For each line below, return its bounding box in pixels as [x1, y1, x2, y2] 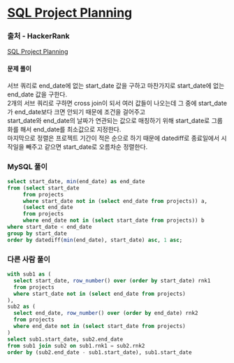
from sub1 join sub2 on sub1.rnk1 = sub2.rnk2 [7, 342, 145, 349]
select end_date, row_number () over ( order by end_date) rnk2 [13, 310, 198, 317]
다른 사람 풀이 [7, 254, 51, 264]
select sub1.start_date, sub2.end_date [7, 336, 124, 343]
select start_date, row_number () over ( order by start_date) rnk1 [13, 277, 211, 284]
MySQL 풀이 [7, 162, 47, 171]
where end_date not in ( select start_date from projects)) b [22, 217, 205, 225]
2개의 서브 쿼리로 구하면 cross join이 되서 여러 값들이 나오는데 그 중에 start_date [7, 99, 227, 107]
